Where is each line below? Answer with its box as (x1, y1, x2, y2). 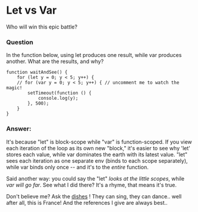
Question (6, 38, 34, 46)
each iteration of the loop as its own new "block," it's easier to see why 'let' (6, 144, 190, 151)
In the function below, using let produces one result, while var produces (6, 52, 182, 59)
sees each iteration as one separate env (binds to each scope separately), (6, 157, 188, 164)
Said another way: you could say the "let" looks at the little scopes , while (6, 175, 185, 182)
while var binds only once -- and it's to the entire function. (6, 163, 149, 170)
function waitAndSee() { (6, 69, 68, 75)
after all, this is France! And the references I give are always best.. (6, 199, 168, 206)
